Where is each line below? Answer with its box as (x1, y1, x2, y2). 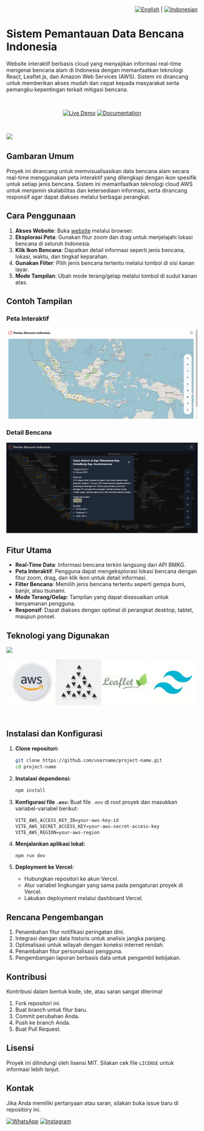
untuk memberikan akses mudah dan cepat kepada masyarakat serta (6, 79, 179, 86)
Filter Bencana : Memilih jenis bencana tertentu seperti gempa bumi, (15, 581, 186, 588)
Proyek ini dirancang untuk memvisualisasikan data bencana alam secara (6, 167, 189, 174)
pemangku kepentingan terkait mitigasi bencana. (6, 86, 129, 93)
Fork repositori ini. (15, 1000, 61, 1006)
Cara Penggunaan (6, 211, 76, 221)
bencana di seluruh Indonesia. (15, 240, 91, 247)
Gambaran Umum (6, 151, 75, 162)
